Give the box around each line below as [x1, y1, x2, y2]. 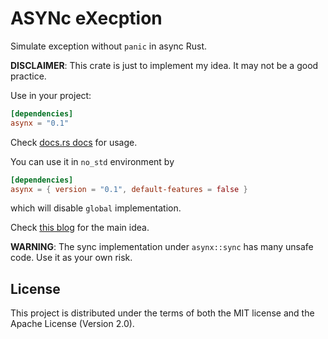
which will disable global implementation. [10, 202, 182, 214]
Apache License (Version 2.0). [10, 318, 135, 330]
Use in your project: [10, 89, 92, 101]
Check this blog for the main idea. [10, 222, 150, 234]
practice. [10, 70, 47, 82]
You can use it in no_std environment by [10, 155, 175, 167]
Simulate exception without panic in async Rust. [10, 40, 208, 52]
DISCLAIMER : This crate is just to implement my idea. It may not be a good [10, 59, 319, 71]
